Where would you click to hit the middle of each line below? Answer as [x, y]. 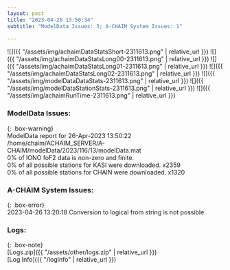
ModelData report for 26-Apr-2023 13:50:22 [69, 135]
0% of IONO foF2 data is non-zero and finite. [71, 157]
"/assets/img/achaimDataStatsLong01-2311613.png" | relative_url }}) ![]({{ [119, 67]
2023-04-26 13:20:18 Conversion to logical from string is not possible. [106, 212]
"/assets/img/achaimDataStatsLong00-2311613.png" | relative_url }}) [113, 59]
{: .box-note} [25, 245]
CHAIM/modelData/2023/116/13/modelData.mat [74, 150]
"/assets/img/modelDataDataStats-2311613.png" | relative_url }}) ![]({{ [105, 81]
